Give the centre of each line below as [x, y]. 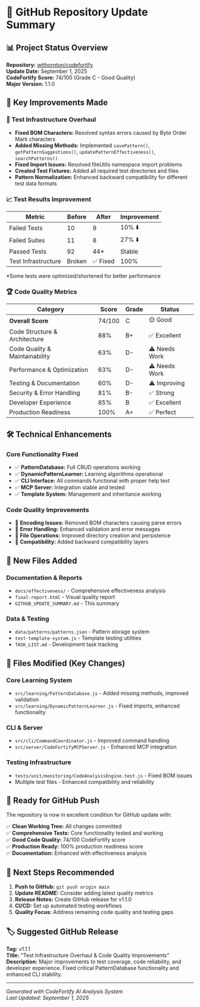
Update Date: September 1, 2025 [47, 71]
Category [51, 310]
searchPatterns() [36, 158]
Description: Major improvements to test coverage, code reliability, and [94, 961]
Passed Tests [28, 251]
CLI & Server [24, 727]
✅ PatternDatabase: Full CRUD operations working [78, 467]
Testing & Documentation [45, 383]
